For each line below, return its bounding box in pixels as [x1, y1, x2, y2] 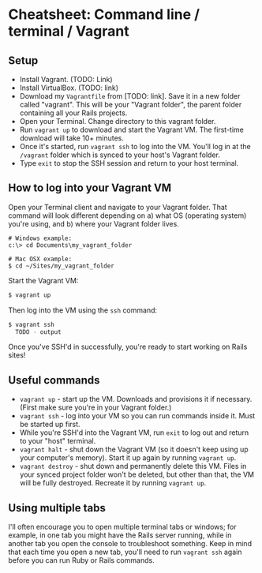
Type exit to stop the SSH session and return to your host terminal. [19, 159, 239, 167]
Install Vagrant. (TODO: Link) [19, 75, 113, 84]
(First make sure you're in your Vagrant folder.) [19, 403, 172, 412]
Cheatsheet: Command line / [8, 6, 200, 24]
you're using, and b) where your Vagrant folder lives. [8, 219, 179, 228]
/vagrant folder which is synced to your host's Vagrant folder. [19, 150, 221, 159]
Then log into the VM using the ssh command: [8, 305, 158, 315]
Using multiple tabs [8, 501, 107, 515]
